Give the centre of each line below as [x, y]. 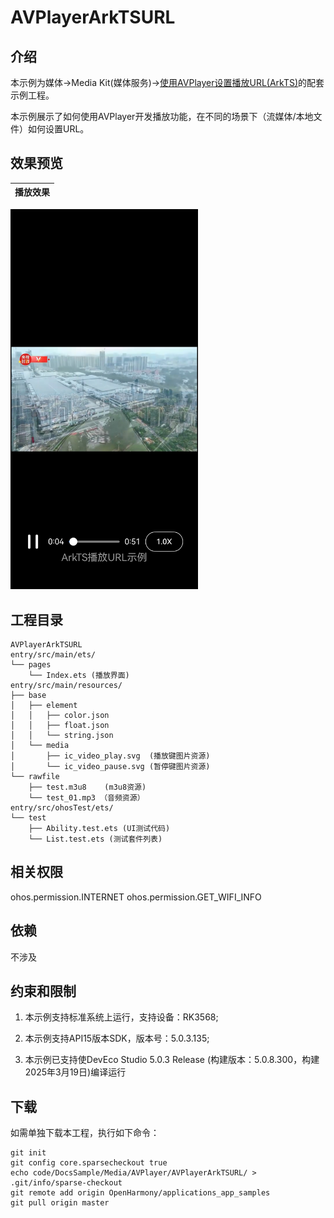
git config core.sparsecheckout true [89, 1163]
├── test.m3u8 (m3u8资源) [87, 787]
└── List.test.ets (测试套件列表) [95, 839]
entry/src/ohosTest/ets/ [62, 807]
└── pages [31, 664]
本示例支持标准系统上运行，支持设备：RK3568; [121, 1017]
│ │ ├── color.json [60, 715]
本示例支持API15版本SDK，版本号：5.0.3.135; [117, 1038]
